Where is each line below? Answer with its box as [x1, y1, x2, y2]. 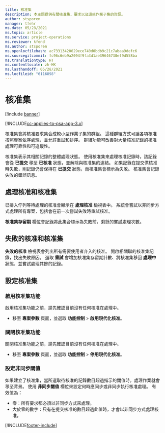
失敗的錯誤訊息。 [5, 172, 40, 178]
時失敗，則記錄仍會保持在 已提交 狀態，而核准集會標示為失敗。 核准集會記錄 [5, 166, 160, 172]
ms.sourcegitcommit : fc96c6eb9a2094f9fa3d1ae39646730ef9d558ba [5, 53, 137, 58]
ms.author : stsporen [5, 44, 48, 49]
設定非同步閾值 [5, 365, 41, 372]
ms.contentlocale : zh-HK [5, 62, 56, 67]
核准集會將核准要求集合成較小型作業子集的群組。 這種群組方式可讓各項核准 [5, 130, 157, 136]
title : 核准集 [5, 7, 32, 12]
